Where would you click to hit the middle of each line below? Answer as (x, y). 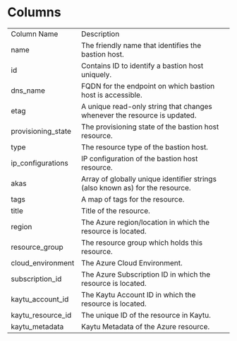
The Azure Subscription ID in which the (146, 274)
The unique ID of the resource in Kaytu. (146, 315)
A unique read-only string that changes (147, 106)
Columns (34, 12)
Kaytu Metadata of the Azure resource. (145, 326)
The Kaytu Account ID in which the (138, 294)
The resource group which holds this (142, 243)
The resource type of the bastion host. (144, 147)
